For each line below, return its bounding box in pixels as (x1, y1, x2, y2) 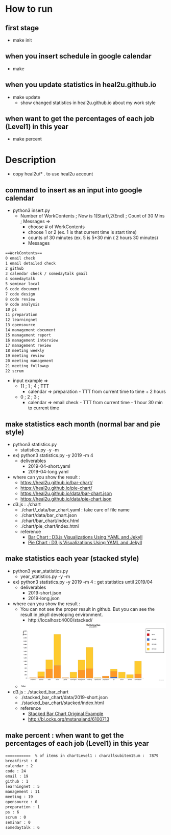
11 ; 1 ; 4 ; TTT (20, 383, 50, 389)
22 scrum (5, 369, 24, 374)
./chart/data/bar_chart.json (20, 512, 77, 518)
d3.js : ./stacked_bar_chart (12, 689, 69, 695)
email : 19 (5, 774, 29, 779)
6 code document (5, 287, 40, 292)
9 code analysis (5, 302, 40, 307)
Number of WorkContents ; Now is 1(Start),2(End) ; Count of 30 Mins (20, 213, 165, 219)
